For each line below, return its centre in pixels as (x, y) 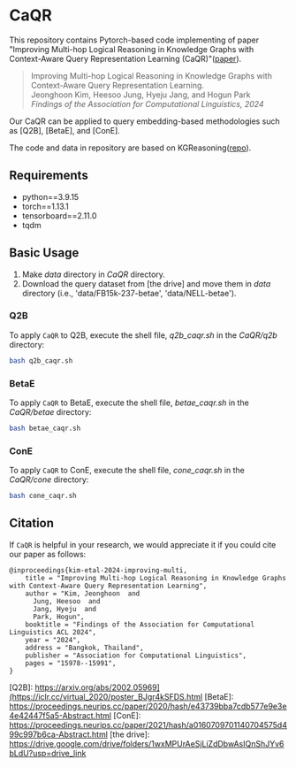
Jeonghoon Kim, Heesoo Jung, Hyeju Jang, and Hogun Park (140, 95)
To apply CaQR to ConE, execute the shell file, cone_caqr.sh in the (127, 471)
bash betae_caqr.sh (45, 429)
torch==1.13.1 (45, 206)
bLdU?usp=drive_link (48, 753)
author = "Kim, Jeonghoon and (83, 594)
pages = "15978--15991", (71, 663)
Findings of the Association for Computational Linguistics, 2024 (147, 104)
